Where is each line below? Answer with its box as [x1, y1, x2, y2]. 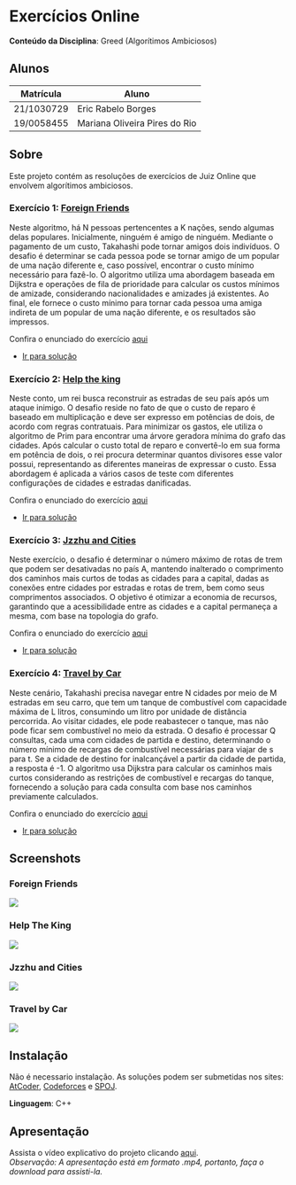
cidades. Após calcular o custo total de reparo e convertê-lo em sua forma [9, 440, 281, 451]
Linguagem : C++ [9, 1098, 72, 1109]
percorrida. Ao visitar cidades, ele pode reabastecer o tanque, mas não [9, 715, 269, 726]
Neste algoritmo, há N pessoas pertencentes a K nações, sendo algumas [9, 222, 275, 232]
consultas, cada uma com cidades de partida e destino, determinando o [9, 734, 271, 745]
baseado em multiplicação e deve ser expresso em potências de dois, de [9, 412, 276, 423]
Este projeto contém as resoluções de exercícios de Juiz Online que [9, 170, 256, 181]
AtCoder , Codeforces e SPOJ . [9, 1081, 118, 1092]
